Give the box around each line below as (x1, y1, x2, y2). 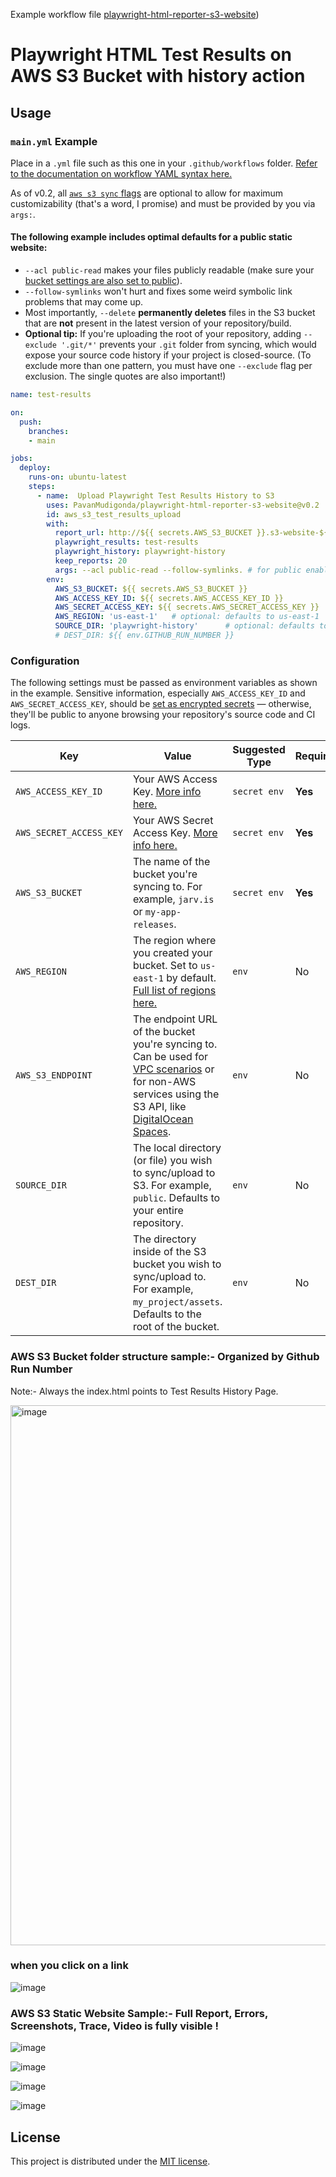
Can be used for (132, 1050, 209, 1064)
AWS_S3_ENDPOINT (15, 1070, 93, 1081)
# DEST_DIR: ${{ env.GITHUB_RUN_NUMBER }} (54, 630, 235, 641)
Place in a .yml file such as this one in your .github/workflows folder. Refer (10, 157, 318, 169)
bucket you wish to (132, 1257, 222, 1271)
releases (132, 919, 175, 931)
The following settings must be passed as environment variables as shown (10, 677, 318, 689)
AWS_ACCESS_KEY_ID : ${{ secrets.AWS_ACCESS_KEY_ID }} (54, 593, 284, 603)
